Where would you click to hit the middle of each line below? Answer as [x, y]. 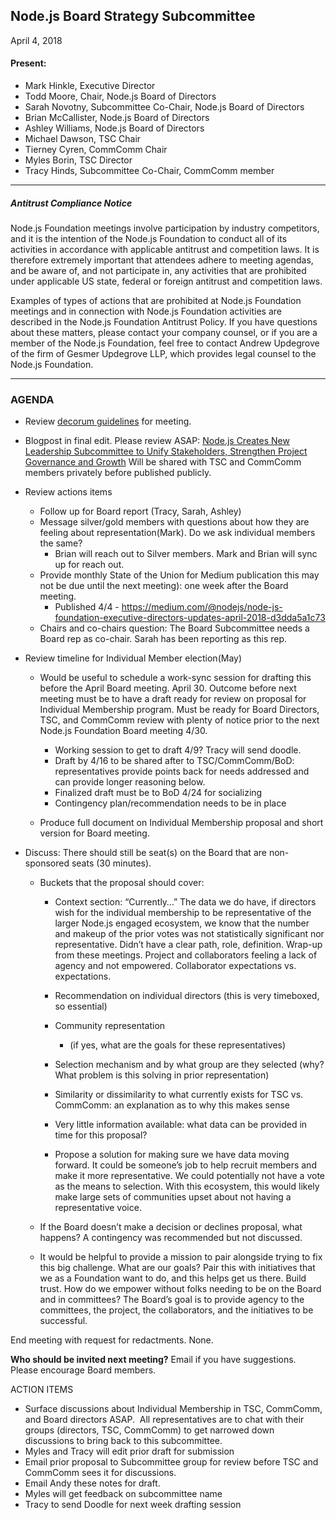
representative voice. [98, 1208]
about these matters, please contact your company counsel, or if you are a [164, 332]
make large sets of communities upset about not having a [173, 1197]
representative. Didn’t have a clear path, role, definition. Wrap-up [188, 945]
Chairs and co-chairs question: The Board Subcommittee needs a [174, 628]
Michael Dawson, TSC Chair [83, 139]
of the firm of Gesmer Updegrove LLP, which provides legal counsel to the [163, 353]
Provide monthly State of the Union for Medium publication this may [179, 575]
